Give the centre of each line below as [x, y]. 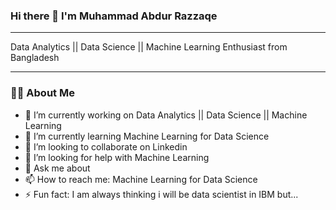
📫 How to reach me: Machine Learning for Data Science [141, 179]
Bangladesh [35, 58]
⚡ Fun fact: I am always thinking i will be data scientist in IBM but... [161, 194]
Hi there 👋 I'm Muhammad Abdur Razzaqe [114, 16]
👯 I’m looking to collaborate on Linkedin [106, 146]
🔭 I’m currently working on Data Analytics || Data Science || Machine [166, 115]
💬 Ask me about [57, 168]
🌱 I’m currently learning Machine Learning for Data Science [147, 136]
